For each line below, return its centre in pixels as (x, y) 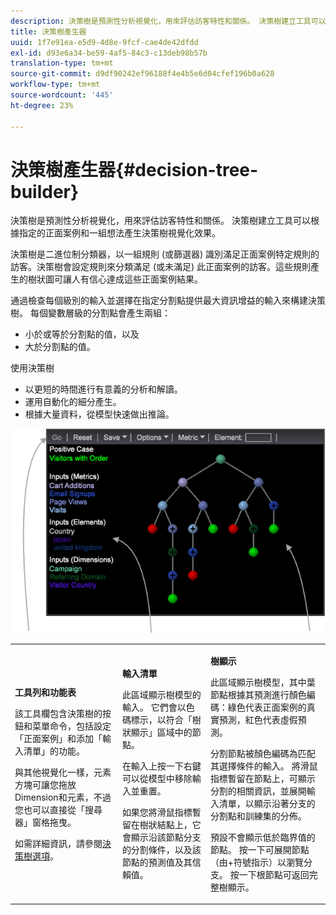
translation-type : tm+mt (62, 63)
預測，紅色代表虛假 (258, 719)
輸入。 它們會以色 (158, 707)
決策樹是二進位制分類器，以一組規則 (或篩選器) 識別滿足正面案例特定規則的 (165, 254)
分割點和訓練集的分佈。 (258, 816)
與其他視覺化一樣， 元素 (63, 772)
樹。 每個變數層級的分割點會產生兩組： (90, 313)
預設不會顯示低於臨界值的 (262, 837)
